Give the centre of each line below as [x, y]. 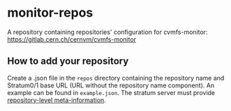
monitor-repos [50, 13]
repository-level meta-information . [57, 100]
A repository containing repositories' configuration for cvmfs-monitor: [107, 32]
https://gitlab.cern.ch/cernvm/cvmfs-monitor [72, 39]
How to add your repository [68, 61]
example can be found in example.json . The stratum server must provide [111, 92]
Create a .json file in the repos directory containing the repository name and [116, 78]
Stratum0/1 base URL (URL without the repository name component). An [111, 85]
